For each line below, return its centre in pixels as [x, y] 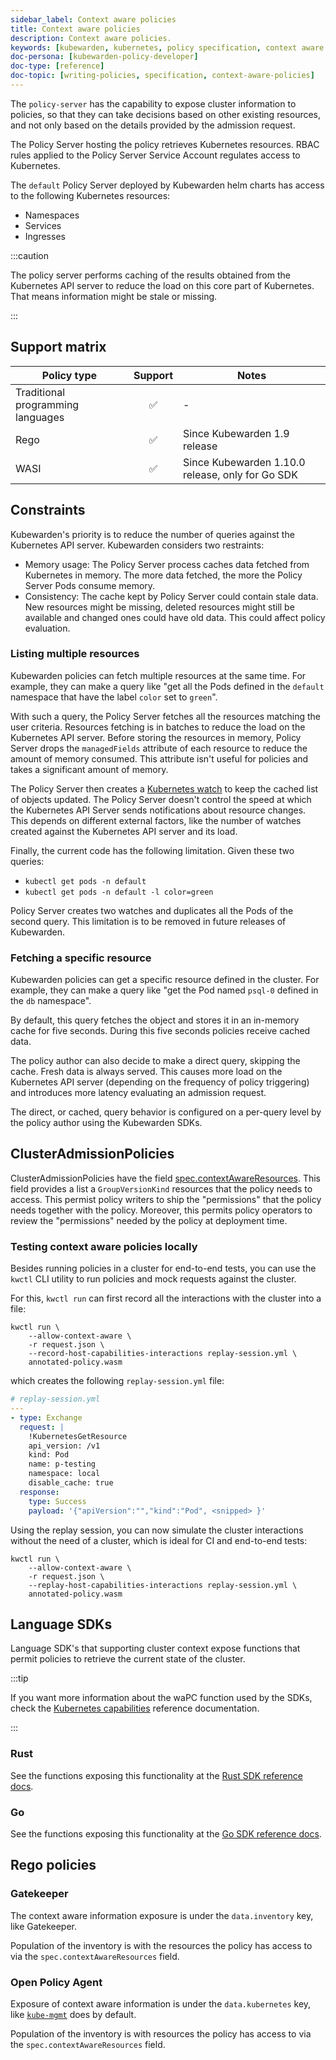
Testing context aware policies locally [104, 1246]
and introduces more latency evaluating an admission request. [138, 1093]
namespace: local [64, 1474]
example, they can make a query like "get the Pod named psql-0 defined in [164, 990]
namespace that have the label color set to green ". [114, 697]
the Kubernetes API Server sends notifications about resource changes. [158, 810]
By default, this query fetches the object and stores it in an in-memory [155, 1020]
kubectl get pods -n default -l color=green [119, 892]
